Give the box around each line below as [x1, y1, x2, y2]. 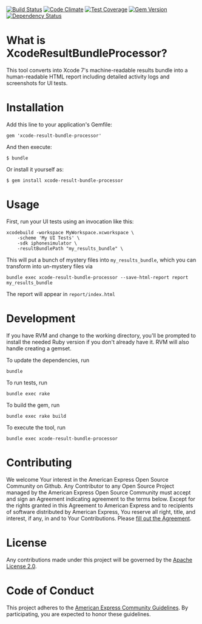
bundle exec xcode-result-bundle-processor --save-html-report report [6, 274, 189, 280]
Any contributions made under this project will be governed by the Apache [6, 556, 193, 563]
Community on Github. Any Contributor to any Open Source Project [6, 482, 175, 490]
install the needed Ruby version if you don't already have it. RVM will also [6, 338, 189, 345]
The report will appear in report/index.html [6, 290, 115, 297]
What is [6, 33, 45, 47]
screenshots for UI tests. [6, 79, 68, 86]
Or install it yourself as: [6, 165, 64, 173]
